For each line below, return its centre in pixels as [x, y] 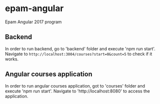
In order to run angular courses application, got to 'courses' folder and [75, 86]
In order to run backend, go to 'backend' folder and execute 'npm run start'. [80, 48]
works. [12, 59]
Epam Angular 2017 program [33, 22]
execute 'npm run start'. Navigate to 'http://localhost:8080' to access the [78, 91]
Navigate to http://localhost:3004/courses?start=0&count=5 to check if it [79, 54]
